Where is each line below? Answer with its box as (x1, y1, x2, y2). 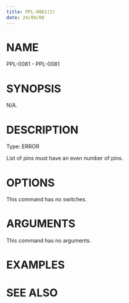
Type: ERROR (6, 143, 39, 150)
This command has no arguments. (6, 237, 91, 244)
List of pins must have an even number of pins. (6, 155, 124, 162)
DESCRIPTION (6, 123, 79, 137)
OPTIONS (6, 176, 55, 189)
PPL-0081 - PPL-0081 (6, 60, 60, 68)
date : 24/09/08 (6, 15, 45, 21)
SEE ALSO (6, 285, 58, 299)
